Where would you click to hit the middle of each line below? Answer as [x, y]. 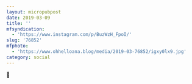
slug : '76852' [24, 40]
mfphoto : [17, 46]
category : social [28, 57]
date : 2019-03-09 [28, 18]
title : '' [19, 23]
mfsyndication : [26, 29]
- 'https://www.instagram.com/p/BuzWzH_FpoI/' [72, 35]
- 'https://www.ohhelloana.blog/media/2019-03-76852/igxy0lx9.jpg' [99, 52]
